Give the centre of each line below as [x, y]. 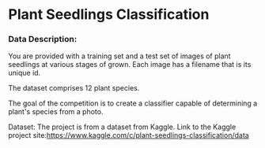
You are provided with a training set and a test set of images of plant [119, 56]
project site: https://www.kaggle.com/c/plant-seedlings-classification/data [129, 135]
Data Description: [43, 39]
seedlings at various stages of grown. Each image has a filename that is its [130, 65]
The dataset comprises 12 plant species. [74, 88]
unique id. [25, 73]
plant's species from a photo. [56, 112]
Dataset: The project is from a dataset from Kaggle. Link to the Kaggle [122, 127]
